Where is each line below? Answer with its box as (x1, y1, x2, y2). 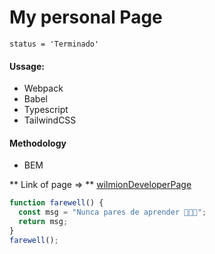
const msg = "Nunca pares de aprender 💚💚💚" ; (18, 207, 207, 218)
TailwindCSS (23, 114, 77, 126)
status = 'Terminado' (9, 39, 100, 49)
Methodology (9, 137, 67, 149)
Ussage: (9, 60, 45, 72)
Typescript (23, 104, 69, 116)
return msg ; (18, 217, 69, 227)
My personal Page (9, 6, 163, 29)
